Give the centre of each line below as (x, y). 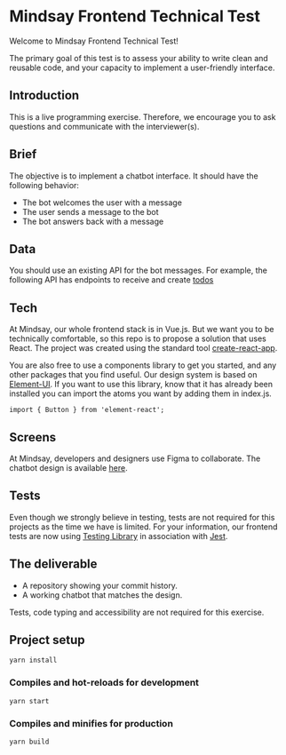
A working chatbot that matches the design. (102, 595)
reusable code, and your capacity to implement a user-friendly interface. (142, 68)
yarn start (29, 701)
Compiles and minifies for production (91, 723)
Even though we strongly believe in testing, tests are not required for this (142, 517)
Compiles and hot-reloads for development (104, 683)
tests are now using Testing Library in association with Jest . (119, 536)
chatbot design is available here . (68, 468)
